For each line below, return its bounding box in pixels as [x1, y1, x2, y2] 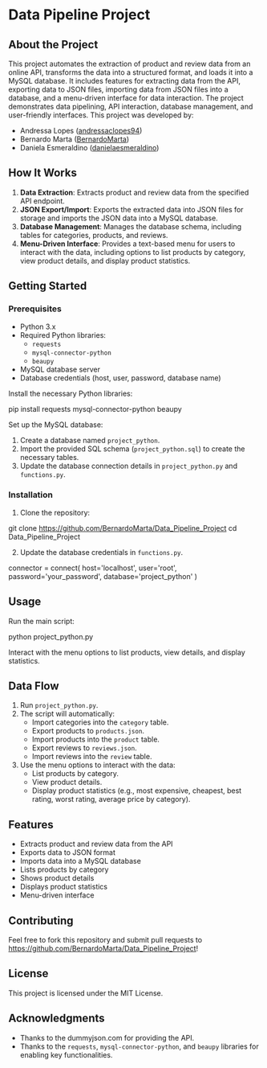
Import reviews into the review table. [31, 752, 152, 762]
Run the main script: [8, 616, 75, 626]
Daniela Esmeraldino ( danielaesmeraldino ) [19, 143, 160, 152]
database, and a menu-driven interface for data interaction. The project [8, 93, 245, 102]
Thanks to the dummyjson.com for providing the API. [19, 1033, 195, 1042]
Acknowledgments [8, 1012, 106, 1025]
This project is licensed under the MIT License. [8, 988, 164, 998]
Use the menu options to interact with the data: [19, 760, 176, 770]
